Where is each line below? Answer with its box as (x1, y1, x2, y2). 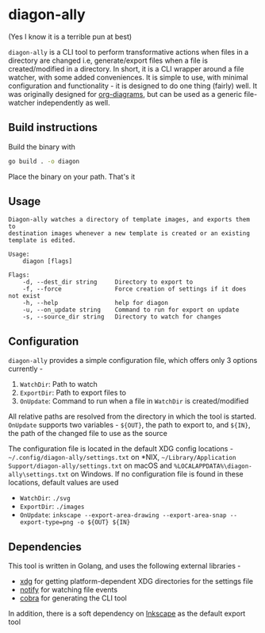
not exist (8, 292, 41, 300)
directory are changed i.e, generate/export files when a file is (8, 56, 209, 65)
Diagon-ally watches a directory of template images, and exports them (8, 216, 250, 224)
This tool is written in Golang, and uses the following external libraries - (8, 562, 241, 571)
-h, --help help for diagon (22, 299, 169, 307)
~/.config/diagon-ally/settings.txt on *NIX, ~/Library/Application (8, 453, 236, 462)
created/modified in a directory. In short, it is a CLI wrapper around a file (8, 64, 244, 73)
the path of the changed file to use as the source (8, 429, 168, 438)
